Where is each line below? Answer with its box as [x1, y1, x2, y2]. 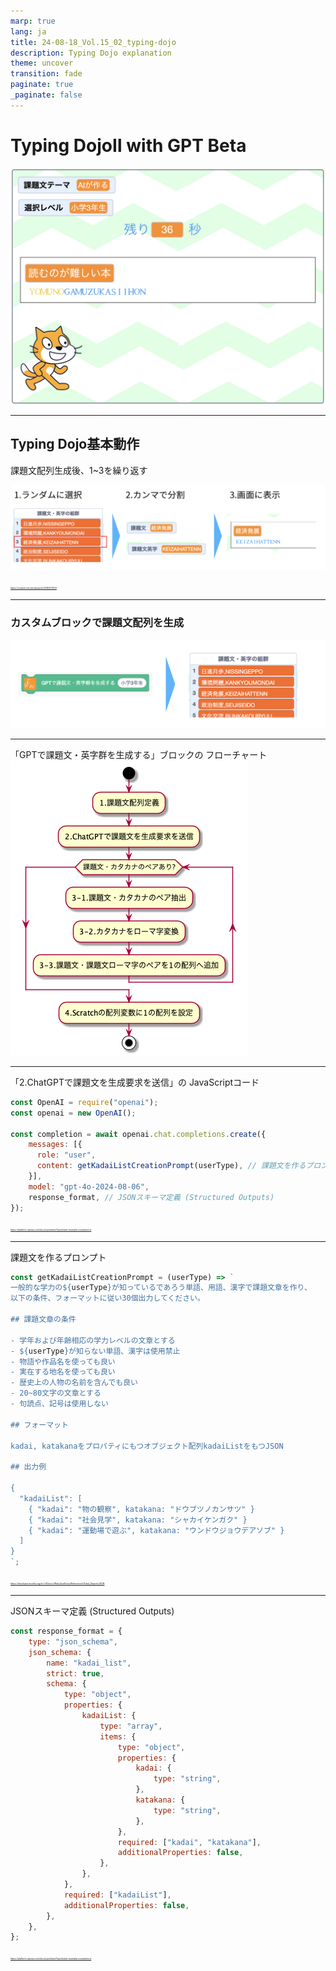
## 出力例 [10, 1462, 47, 1472]
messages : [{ [28, 1140, 83, 1150]
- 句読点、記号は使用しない [10, 1399, 110, 1409]
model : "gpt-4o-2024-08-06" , [28, 1181, 150, 1192]
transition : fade [10, 69, 83, 79]
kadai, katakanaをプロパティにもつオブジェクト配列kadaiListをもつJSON [10, 1441, 284, 1451]
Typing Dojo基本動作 [10, 436, 140, 453]
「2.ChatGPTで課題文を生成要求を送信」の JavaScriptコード [10, 1076, 260, 1088]
